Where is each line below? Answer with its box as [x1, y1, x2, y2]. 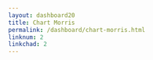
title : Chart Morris [8, 19, 76, 26]
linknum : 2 [8, 33, 44, 41]
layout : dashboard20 [8, 11, 76, 19]
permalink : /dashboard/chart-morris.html [8, 26, 146, 34]
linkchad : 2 [8, 41, 47, 48]
